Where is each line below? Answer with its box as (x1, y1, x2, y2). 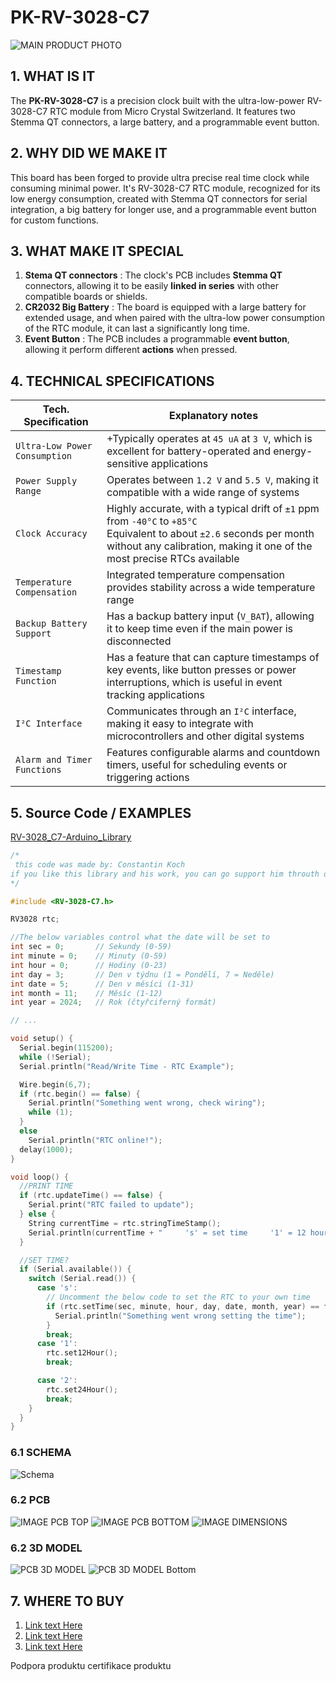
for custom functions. (10, 214, 99, 226)
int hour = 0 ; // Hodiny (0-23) (10, 960, 168, 970)
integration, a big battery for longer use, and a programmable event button (10, 203, 317, 215)
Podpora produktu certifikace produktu (10, 1659, 172, 1671)
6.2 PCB (10, 1493, 51, 1507)
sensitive (106, 457, 149, 471)
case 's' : (36, 1283, 78, 1293)
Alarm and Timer (15, 754, 93, 766)
